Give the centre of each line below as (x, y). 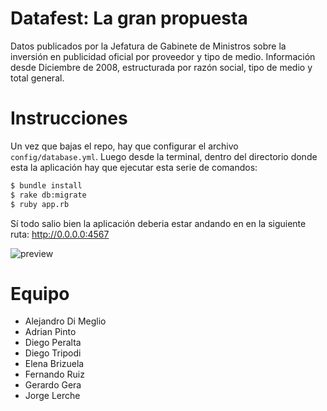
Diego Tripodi (53, 353)
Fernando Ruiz (54, 374)
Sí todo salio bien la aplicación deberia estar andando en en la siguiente (158, 223)
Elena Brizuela (54, 364)
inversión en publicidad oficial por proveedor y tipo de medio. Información (163, 56)
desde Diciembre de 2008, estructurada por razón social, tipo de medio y (161, 67)
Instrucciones (69, 118)
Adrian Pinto (50, 332)
